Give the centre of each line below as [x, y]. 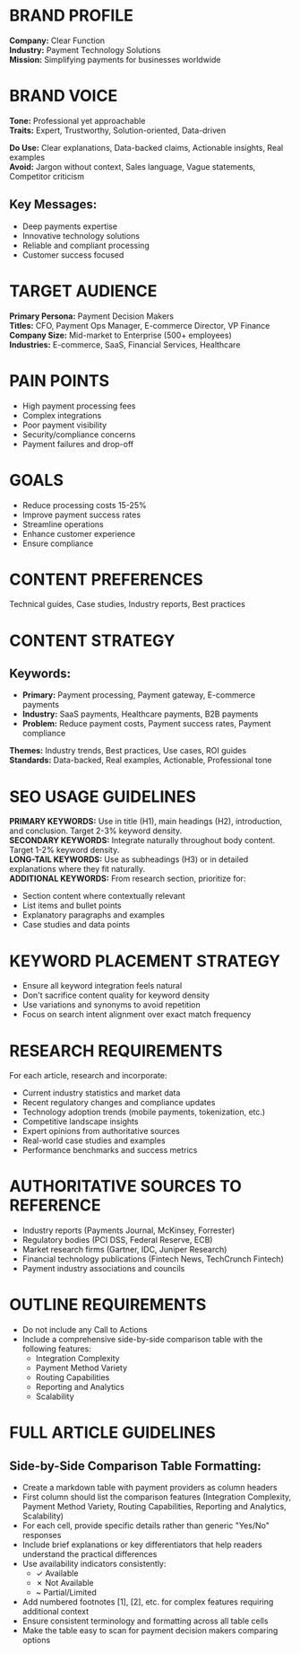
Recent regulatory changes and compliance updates [119, 1103]
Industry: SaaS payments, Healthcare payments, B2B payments [140, 714]
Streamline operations [63, 524]
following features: [56, 1349]
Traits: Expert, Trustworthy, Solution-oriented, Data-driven [118, 130]
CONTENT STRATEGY [92, 641]
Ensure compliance [58, 543]
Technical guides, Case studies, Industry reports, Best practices [128, 604]
